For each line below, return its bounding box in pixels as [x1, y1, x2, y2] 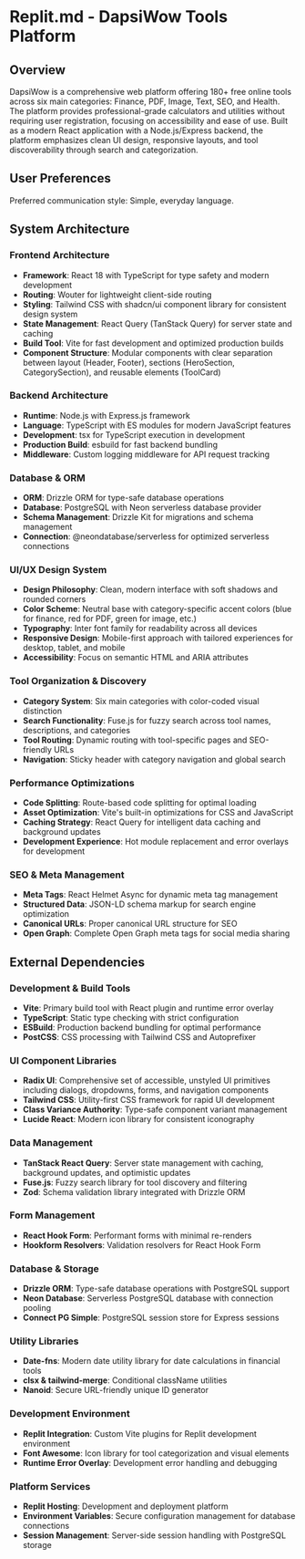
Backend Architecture [9, 390, 109, 402]
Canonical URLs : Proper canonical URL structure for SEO [22, 919, 239, 930]
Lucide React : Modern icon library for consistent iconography [22, 1114, 255, 1125]
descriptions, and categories [22, 724, 130, 735]
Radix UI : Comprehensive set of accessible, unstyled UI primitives [22, 1075, 271, 1086]
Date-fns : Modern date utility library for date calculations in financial [22, 1356, 280, 1367]
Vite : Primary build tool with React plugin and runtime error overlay [22, 1002, 275, 1013]
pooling [22, 1303, 52, 1314]
